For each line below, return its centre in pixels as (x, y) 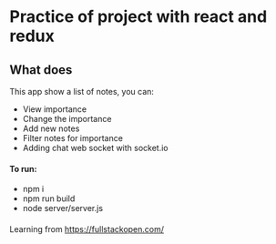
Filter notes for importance (72, 138)
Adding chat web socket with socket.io (95, 148)
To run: (23, 168)
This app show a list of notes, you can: (82, 91)
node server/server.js (62, 208)
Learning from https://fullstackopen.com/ (87, 229)
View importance (55, 109)
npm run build (49, 198)
